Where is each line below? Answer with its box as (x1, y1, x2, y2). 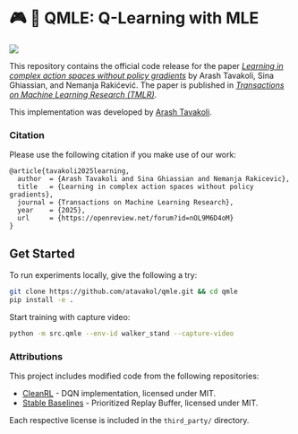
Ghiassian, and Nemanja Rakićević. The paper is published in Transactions (9, 79, 285, 91)
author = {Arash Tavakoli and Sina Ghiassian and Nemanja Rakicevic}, (17, 175, 291, 184)
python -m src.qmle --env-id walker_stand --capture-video (9, 329, 234, 338)
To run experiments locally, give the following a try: (9, 270, 198, 281)
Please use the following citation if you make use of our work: (9, 150, 237, 161)
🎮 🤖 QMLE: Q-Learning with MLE (9, 8, 260, 29)
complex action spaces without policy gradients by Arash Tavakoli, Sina (9, 70, 275, 81)
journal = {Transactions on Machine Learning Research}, (17, 198, 234, 207)
